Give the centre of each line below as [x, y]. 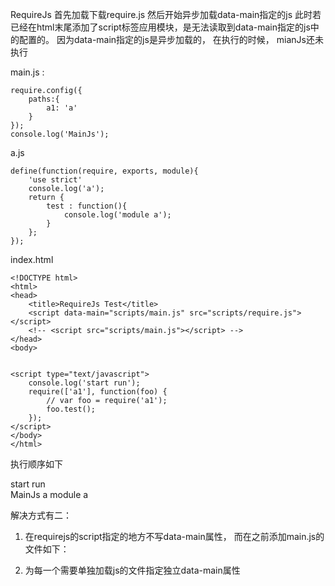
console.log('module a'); [117, 215]
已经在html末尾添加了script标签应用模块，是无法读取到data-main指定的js [160, 27]
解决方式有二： [41, 515]
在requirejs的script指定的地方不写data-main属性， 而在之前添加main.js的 [174, 536]
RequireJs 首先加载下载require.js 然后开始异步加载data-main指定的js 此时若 [166, 14]
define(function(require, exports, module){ [104, 171]
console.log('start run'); [84, 383]
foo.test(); [71, 409]
